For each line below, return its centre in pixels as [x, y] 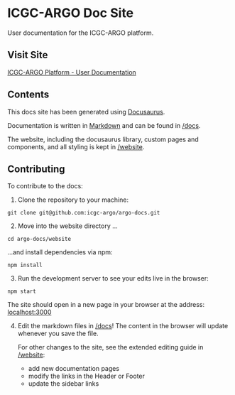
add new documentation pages [73, 369]
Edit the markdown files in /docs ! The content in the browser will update [123, 326]
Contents [28, 95]
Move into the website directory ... [68, 226]
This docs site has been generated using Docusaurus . [86, 112]
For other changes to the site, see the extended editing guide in [110, 347]
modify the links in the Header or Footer [87, 376]
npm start [22, 292]
